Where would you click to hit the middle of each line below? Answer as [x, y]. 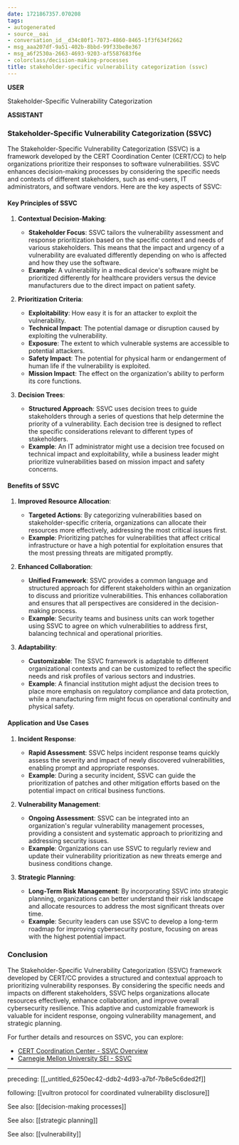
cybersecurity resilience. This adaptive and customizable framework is [111, 1008]
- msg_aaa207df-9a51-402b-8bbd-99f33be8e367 [74, 47]
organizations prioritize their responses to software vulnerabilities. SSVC [113, 164]
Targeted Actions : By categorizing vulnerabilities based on [115, 515]
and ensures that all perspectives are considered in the [109, 603]
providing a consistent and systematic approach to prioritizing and [125, 833]
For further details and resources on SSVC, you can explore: [95, 1037]
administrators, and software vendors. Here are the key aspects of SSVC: [115, 187]
